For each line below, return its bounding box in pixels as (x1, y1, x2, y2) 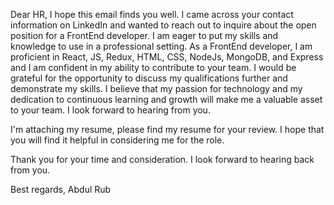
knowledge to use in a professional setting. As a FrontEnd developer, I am (10, 40, 313, 52)
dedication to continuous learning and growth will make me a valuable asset (10, 94, 323, 105)
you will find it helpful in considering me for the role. (10, 134, 225, 146)
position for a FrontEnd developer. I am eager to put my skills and (10, 30, 279, 41)
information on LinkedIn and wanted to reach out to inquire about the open (10, 19, 317, 31)
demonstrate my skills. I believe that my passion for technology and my (10, 83, 303, 94)
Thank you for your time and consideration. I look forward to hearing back (10, 154, 315, 165)
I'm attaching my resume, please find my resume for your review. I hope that (10, 124, 325, 135)
